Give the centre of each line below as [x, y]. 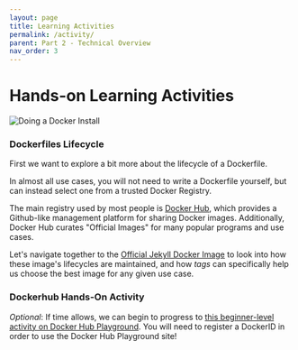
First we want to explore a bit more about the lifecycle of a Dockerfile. [139, 164]
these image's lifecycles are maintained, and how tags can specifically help [149, 264]
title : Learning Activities [62, 26]
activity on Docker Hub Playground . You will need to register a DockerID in [147, 327]
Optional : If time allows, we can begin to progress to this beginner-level [142, 317]
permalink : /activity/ [52, 34]
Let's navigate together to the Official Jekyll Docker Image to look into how [148, 254]
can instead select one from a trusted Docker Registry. [110, 191]
